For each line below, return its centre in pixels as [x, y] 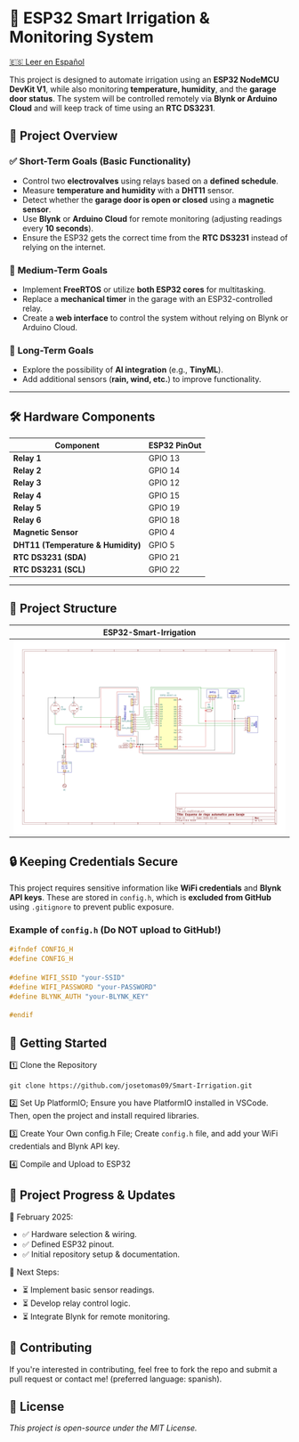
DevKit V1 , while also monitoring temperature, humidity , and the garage [143, 89]
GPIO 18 [164, 520]
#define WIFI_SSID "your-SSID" [67, 978]
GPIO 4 [162, 533]
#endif [21, 1015]
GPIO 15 [164, 495]
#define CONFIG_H [41, 959]
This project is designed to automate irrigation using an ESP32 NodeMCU [144, 79]
